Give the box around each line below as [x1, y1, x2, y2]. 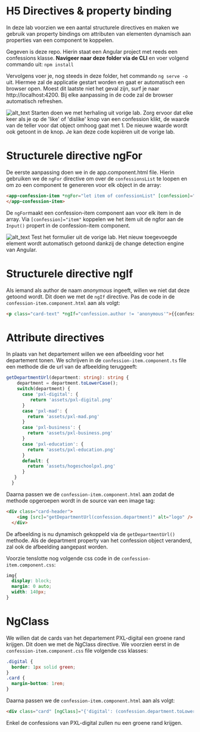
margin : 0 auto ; [11, 584, 52, 590]
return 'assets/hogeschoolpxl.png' [27, 463, 116, 469]
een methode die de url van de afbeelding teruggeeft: [6, 363, 138, 370]
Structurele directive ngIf [6, 267, 133, 281]
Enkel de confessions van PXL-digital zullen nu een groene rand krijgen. [6, 719, 183, 726]
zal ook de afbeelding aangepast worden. [6, 543, 108, 550]
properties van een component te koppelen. [6, 36, 114, 43]
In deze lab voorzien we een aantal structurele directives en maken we [6, 24, 179, 31]
